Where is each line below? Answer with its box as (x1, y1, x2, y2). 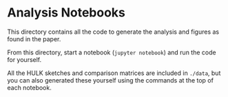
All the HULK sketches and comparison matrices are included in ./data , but (7, 69, 221, 77)
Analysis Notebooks (7, 5, 125, 21)
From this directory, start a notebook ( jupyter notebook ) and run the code (7, 48, 216, 56)
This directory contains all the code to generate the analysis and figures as (7, 28, 219, 36)
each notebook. (7, 83, 52, 91)
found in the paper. (7, 34, 61, 43)
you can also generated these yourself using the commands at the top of (7, 76, 214, 84)
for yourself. (7, 55, 42, 63)
